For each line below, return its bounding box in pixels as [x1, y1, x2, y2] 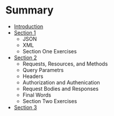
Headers [22, 73, 44, 80]
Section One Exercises [22, 47, 77, 54]
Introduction [13, 23, 44, 30]
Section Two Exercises [22, 97, 77, 104]
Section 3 [13, 104, 37, 111]
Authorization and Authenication [22, 79, 100, 86]
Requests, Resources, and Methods [22, 60, 108, 67]
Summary [5, 4, 54, 17]
